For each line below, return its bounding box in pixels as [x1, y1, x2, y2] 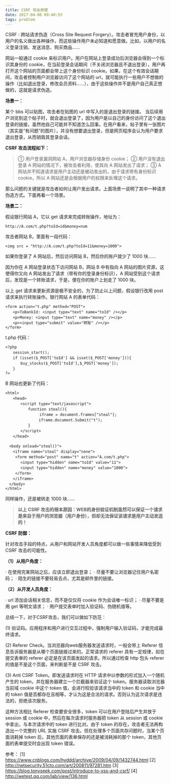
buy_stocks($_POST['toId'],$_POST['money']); [20, 361, 119, 366]
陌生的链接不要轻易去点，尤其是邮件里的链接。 [17, 576, 116, 582]
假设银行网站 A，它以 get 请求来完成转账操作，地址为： [5, 214, 122, 220]
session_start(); [12, 350, 50, 355]
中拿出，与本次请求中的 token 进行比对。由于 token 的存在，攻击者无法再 [5, 721, 159, 727]
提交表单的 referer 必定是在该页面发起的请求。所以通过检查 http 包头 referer [5, 655, 164, 661]
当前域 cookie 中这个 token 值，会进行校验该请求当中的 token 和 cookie [5, 685, 155, 691]
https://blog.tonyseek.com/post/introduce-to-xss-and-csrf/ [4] [5, 768, 137, 774]
